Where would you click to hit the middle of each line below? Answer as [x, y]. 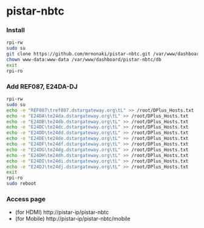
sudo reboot [21, 184]
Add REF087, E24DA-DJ [42, 86]
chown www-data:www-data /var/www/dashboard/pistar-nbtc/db [84, 60]
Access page [26, 199]
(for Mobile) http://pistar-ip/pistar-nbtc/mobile [73, 219]
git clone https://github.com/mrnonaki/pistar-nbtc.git [78, 54]
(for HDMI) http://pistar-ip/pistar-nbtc [62, 212]
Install [16, 30]
